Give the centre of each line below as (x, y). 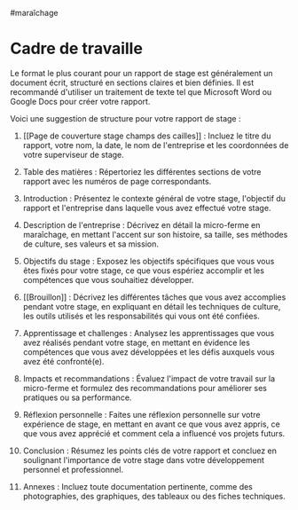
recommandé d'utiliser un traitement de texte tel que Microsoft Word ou (141, 91)
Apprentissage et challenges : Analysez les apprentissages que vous (149, 333)
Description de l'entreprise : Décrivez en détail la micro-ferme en (141, 224)
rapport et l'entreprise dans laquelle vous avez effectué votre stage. (147, 208)
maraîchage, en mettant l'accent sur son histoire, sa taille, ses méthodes (155, 234)
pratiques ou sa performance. (77, 397)
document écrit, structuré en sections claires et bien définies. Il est (132, 82)
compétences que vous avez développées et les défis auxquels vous (149, 352)
